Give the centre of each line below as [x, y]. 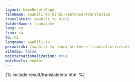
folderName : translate [30, 24]
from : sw [14, 33]
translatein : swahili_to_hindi [38, 19]
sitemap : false [21, 51]
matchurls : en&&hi [24, 61]
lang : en [14, 28]
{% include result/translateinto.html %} [45, 75]
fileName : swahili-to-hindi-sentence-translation [58, 14]
